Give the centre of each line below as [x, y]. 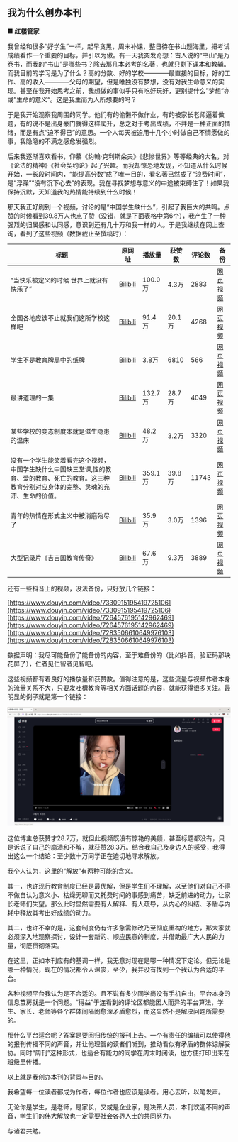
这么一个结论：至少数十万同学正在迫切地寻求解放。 [88, 856]
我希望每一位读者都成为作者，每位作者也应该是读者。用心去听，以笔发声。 [116, 1092]
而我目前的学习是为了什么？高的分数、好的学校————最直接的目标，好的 [116, 72]
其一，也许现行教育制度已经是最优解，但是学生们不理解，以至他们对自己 [113, 886]
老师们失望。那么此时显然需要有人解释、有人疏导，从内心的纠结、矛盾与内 [122, 904]
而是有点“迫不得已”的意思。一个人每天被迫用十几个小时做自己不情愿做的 [125, 132]
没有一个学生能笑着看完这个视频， [60, 460]
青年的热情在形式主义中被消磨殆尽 [60, 516]
